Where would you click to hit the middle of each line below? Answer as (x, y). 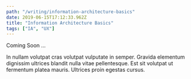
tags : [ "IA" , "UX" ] (31, 28)
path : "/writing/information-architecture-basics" (71, 12)
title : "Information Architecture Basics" (60, 23)
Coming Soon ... (26, 45)
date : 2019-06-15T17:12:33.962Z (46, 17)
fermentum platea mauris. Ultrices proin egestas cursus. (76, 70)
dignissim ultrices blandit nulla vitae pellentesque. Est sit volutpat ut (90, 63)
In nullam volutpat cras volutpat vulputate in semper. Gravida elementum (95, 57)
